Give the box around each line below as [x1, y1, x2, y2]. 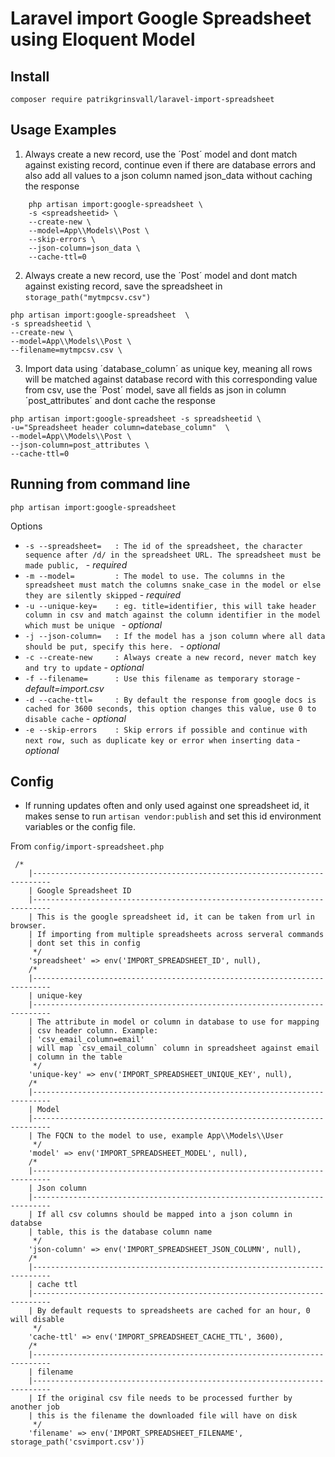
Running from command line [10, 476, 191, 493]
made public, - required [24, 558, 128, 571]
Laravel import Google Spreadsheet [10, 7, 312, 30]
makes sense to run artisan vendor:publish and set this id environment [24, 810, 322, 822]
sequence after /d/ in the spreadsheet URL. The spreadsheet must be [24, 550, 322, 560]
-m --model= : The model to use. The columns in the [24, 571, 286, 581]
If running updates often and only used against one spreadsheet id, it [24, 800, 310, 812]
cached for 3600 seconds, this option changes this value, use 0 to [24, 703, 317, 714]
